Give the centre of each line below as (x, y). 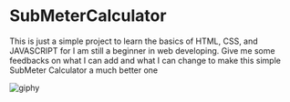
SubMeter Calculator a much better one (84, 70)
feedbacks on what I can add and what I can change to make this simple (145, 60)
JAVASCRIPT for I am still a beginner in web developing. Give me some (142, 50)
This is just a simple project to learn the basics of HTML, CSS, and (134, 41)
